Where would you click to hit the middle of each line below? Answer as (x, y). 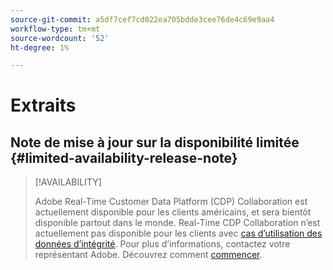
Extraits (43, 105)
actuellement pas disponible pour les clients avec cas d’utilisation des (178, 233)
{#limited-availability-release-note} (124, 157)
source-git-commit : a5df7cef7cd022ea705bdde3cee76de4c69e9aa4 (142, 19)
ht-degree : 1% (40, 47)
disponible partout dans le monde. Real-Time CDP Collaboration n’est (177, 223)
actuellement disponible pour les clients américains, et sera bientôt (173, 212)
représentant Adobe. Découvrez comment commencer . (148, 255)
